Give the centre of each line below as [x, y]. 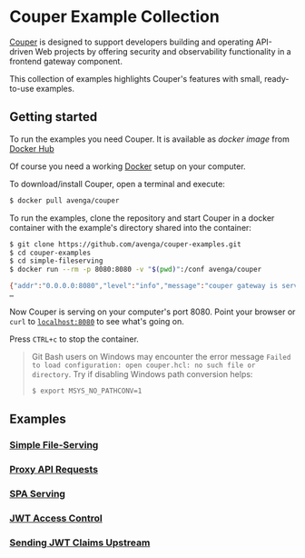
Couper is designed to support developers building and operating [132, 42]
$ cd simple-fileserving [56, 261]
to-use [22, 88]
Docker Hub [32, 148]
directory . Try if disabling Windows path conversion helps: [142, 374]
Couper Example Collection [114, 17]
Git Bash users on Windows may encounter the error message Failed [161, 356]
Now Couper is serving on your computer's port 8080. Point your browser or [152, 312]
